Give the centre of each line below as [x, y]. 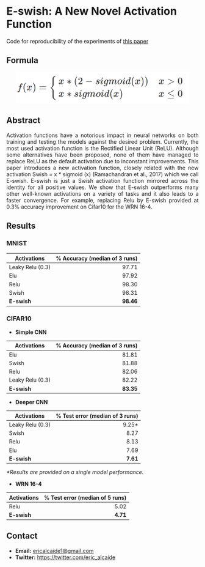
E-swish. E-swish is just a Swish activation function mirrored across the [103, 180]
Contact [22, 536]
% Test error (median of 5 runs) [85, 497]
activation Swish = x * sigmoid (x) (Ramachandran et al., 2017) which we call [103, 174]
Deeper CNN [31, 402]
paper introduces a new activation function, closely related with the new [103, 168]
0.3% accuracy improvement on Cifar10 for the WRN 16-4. [79, 207]
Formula [22, 60]
